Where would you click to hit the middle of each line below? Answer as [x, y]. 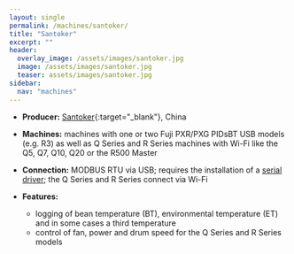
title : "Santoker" [43, 34]
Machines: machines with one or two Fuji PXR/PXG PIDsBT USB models [153, 134]
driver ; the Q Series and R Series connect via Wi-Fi [115, 179]
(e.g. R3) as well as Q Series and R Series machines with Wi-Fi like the [150, 143]
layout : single [37, 17]
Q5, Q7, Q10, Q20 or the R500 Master [89, 152]
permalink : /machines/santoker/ [69, 26]
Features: [40, 196]
